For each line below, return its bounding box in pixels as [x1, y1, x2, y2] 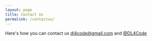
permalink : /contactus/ [5, 16, 55, 21]
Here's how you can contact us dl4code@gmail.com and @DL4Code [5, 30, 147, 36]
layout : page [5, 7, 32, 12]
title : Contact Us [5, 12, 43, 17]
